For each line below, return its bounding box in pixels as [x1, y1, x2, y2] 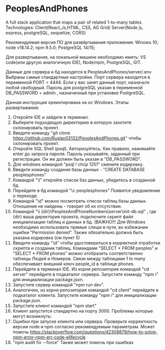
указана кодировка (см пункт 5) [12, 235, 80, 241]
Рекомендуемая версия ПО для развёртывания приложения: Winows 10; [5, 39, 159, 45]
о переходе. [12, 193, 38, 199]
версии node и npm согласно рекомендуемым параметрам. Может [12, 323, 155, 329]
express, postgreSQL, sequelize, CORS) [5, 30, 86, 35]
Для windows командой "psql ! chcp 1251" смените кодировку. [12, 161, 144, 167]
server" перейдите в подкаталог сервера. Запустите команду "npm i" [12, 271, 159, 277]
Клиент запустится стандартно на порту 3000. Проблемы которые [12, 308, 153, 314]
